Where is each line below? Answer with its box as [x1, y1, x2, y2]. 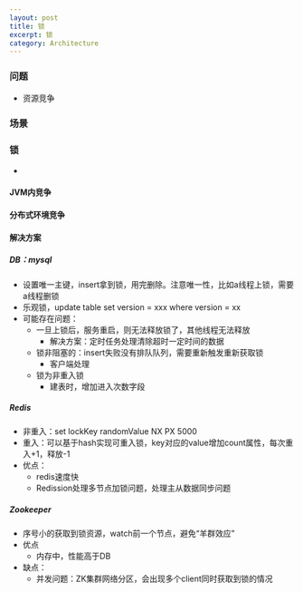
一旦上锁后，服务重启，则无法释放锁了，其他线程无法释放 [35, 324, 251, 335]
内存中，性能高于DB [35, 550, 111, 562]
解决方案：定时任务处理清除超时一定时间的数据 [49, 335, 224, 346]
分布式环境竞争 [9, 209, 65, 220]
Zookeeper [9, 504, 52, 515]
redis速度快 [35, 471, 80, 482]
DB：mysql [9, 255, 52, 266]
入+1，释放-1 [22, 449, 71, 460]
